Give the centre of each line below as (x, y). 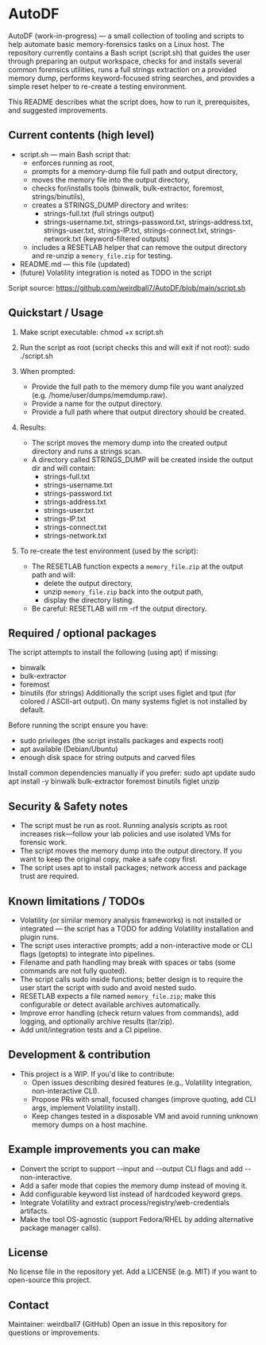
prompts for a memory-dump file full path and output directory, (135, 171)
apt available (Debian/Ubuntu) (69, 749)
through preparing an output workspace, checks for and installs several (125, 61)
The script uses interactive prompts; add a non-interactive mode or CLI (136, 945)
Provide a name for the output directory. (97, 403)
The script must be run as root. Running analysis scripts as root (123, 826)
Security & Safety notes (68, 806)
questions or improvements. (54, 1333)
